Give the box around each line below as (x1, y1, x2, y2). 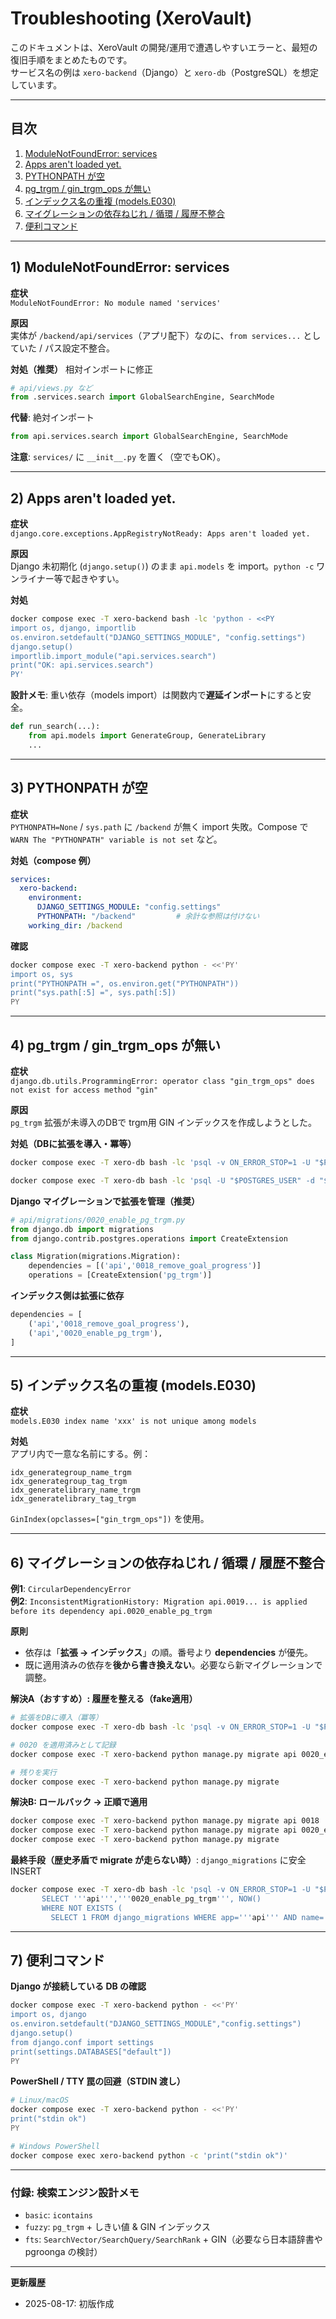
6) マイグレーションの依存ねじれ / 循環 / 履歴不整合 (10, 1554, 325, 1571)
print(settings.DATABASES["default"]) (10, 2047, 172, 2057)
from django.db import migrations (10, 1224, 155, 1234)
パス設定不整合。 (44, 342, 115, 354)
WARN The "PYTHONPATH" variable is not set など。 (10, 833, 223, 845)
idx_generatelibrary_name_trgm (10, 1485, 141, 1496)
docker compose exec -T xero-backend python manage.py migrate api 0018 (10, 1816, 320, 1826)
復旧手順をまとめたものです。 (10, 53, 133, 66)
